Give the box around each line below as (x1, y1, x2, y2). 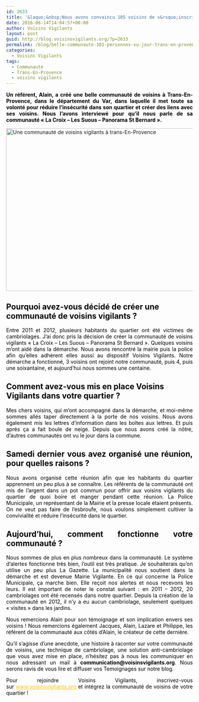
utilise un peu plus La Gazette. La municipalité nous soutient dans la (6, 567, 193, 574)
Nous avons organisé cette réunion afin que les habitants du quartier (6, 474, 193, 481)
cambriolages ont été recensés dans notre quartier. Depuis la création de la (6, 592, 193, 599)
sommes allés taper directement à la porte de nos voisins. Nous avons (6, 413, 193, 420)
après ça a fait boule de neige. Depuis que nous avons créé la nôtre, (6, 425, 193, 433)
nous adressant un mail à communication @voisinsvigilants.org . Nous (6, 659, 193, 666)
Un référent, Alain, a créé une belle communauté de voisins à (6, 91, 166, 99)
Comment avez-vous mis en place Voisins (6, 382, 165, 392)
